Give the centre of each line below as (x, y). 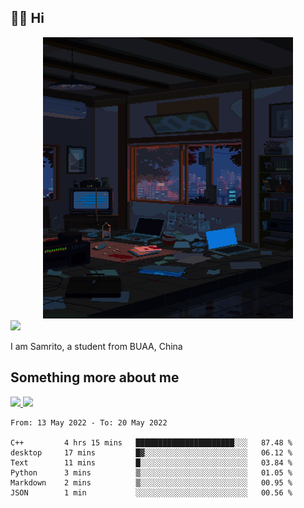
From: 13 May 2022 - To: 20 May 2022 (89, 422)
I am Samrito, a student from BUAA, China (96, 346)
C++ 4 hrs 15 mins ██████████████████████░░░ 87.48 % (151, 442)
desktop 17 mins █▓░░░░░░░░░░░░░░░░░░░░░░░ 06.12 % (151, 452)
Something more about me (95, 377)
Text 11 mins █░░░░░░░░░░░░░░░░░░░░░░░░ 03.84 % (151, 462)
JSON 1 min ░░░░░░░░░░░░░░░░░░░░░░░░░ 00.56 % (151, 492)
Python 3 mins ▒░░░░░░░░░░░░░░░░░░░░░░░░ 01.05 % (151, 472)
